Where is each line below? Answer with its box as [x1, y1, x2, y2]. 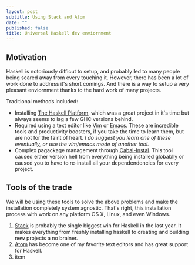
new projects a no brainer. [14, 234, 78, 241]
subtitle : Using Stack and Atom [6, 14, 85, 20]
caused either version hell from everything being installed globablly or [14, 153, 184, 160]
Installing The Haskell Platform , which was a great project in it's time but [14, 109, 190, 116]
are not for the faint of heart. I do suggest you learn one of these [14, 134, 172, 141]
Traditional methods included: [6, 98, 78, 105]
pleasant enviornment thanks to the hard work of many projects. [6, 86, 162, 93]
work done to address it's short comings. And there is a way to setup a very [6, 80, 190, 87]
